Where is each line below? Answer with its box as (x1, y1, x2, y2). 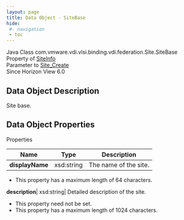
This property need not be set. (15, 200, 92, 207)
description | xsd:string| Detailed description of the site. (6, 188, 146, 196)
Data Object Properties (6, 120, 95, 130)
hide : (6, 20, 20, 26)
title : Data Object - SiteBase (6, 15, 86, 21)
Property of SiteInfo (6, 55, 56, 62)
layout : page (6, 9, 40, 15)
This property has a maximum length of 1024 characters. (15, 206, 158, 214)
